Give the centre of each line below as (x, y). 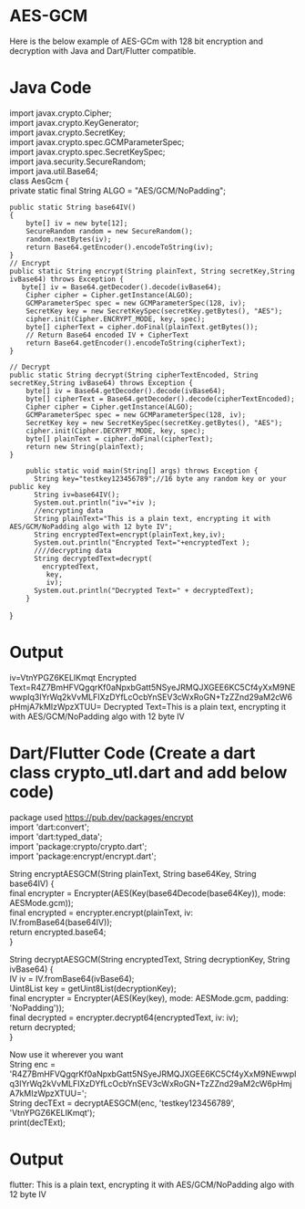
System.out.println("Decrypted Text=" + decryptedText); (144, 590)
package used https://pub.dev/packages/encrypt (102, 817)
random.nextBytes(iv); (69, 239)
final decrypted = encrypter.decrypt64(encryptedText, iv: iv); (124, 1017)
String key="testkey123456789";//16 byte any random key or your (160, 479)
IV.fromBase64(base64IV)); (61, 922)
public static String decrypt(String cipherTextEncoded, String (134, 375)
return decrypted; (42, 1027)
